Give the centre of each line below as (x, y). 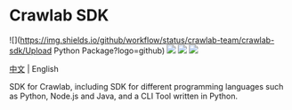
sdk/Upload (31, 51)
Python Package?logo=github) (109, 51)
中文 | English (34, 68)
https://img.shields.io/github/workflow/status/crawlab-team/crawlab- (147, 40)
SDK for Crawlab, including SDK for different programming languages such (146, 86)
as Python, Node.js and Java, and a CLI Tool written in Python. (124, 96)
